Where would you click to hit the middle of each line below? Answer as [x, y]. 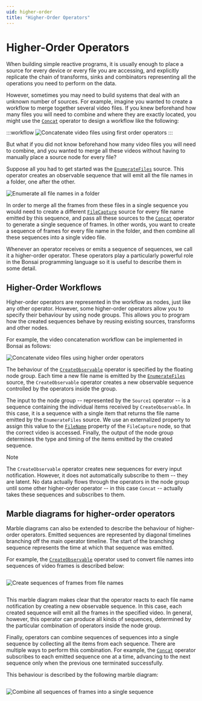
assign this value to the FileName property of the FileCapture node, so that [99, 426]
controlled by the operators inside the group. [62, 389]
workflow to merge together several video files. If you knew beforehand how [101, 108]
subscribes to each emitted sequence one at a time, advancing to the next [99, 657]
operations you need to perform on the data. [61, 84]
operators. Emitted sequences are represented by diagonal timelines [106, 535]
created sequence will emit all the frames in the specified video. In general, [99, 613]
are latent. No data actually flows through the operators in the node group [98, 482]
